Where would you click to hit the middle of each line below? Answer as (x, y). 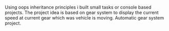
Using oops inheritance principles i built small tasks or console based (78, 7)
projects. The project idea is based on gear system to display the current (82, 12)
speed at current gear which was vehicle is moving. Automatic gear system (85, 18)
